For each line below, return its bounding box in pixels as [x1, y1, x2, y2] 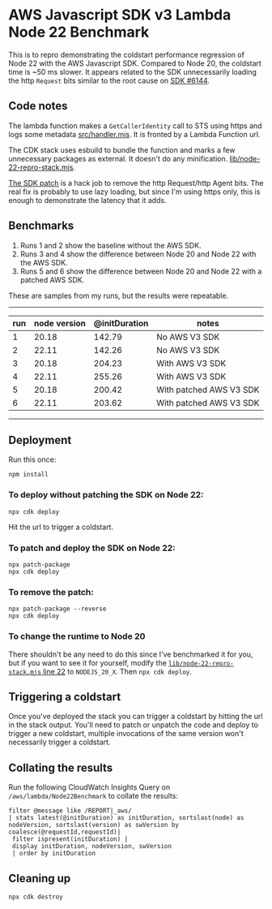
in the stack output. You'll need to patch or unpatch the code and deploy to [8, 720, 259, 730]
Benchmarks [8, 219, 74, 233]
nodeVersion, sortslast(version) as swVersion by [8, 821, 180, 829]
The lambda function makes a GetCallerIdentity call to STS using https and [8, 120, 262, 131]
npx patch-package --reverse [8, 605, 107, 614]
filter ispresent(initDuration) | [11, 835, 129, 843]
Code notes [8, 99, 68, 113]
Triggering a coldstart [8, 690, 121, 704]
